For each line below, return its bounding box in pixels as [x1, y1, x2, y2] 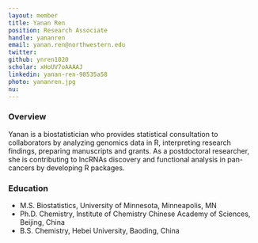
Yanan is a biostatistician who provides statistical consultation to [8, 129, 218, 139]
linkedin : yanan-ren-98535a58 [8, 70, 108, 78]
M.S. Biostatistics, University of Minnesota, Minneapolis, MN [19, 200, 218, 210]
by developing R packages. [36, 163, 125, 173]
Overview [8, 112, 47, 123]
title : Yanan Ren [8, 19, 66, 27]
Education [8, 183, 49, 194]
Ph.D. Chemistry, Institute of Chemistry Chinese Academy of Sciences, [19, 209, 251, 218]
